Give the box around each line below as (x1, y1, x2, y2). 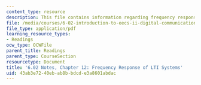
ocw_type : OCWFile (6, 42, 52, 48)
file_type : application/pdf (6, 25, 77, 32)
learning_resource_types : (6, 31, 71, 37)
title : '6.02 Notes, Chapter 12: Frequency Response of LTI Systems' (6, 64, 184, 71)
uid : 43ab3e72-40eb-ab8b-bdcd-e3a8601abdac (6, 70, 117, 76)
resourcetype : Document (6, 59, 66, 65)
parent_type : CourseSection (6, 53, 77, 59)
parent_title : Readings (6, 48, 66, 54)
